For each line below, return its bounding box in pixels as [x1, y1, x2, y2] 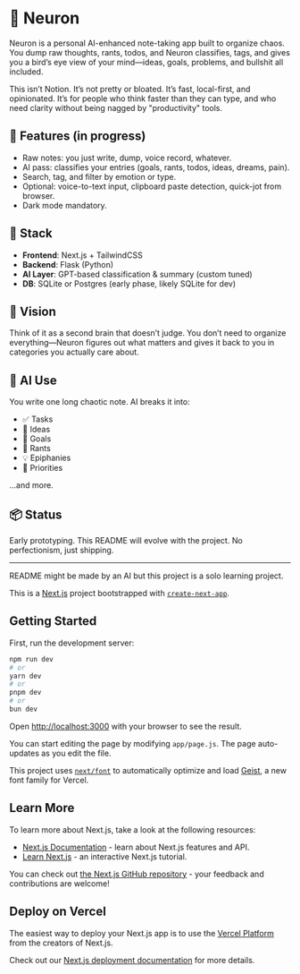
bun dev [9, 705, 38, 714]
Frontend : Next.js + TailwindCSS [21, 250, 143, 261]
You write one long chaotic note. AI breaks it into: [9, 397, 190, 407]
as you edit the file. [41, 748, 112, 758]
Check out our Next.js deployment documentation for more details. [9, 954, 255, 965]
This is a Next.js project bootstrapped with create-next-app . [9, 588, 230, 598]
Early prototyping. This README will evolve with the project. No [9, 535, 243, 545]
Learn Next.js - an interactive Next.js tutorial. [21, 850, 187, 862]
